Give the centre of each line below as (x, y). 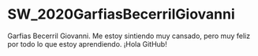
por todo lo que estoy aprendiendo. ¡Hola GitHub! (87, 44)
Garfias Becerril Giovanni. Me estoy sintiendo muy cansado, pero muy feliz (129, 36)
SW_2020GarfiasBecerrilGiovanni (122, 14)
